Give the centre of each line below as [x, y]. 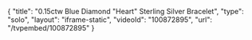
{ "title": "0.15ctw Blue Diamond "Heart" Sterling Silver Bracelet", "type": [126, 11]
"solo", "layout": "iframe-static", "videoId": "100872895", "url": [110, 20]
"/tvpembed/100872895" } [51, 28]
